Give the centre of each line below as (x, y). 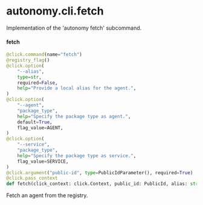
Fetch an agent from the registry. (47, 195)
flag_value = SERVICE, (43, 161)
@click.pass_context (32, 178)
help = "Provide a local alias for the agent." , (77, 88)
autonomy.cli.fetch (55, 11)
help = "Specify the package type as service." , (77, 155)
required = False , (38, 83)
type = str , (30, 77)
